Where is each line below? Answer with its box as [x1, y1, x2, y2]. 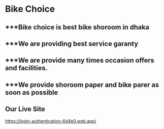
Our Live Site [5, 105, 45, 113]
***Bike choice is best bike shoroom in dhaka [5, 23, 150, 31]
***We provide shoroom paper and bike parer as [5, 80, 159, 89]
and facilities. [5, 64, 48, 72]
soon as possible [5, 88, 58, 97]
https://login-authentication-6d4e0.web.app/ [5, 118, 97, 124]
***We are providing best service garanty [5, 39, 138, 48]
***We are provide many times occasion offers [5, 56, 155, 65]
